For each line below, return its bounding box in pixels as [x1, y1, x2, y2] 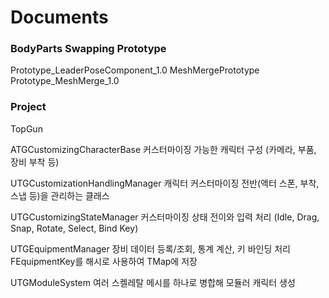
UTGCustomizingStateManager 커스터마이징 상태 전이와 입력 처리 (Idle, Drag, [10, 211, 320, 223]
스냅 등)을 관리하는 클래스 [10, 189, 110, 201]
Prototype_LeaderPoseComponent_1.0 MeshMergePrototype [10, 64, 260, 76]
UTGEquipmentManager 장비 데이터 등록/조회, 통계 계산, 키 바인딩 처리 [10, 242, 291, 255]
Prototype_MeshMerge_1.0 [10, 75, 120, 87]
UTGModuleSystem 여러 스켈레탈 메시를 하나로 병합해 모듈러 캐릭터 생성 [10, 276, 296, 288]
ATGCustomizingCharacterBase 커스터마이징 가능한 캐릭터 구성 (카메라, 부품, [10, 143, 317, 155]
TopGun [10, 122, 43, 135]
